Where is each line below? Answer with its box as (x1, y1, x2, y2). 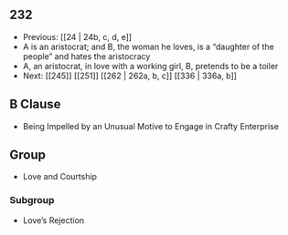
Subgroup (9, 194, 55, 207)
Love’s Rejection (22, 214, 85, 226)
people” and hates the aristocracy (22, 50, 151, 62)
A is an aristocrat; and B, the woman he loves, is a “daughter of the (22, 41, 274, 52)
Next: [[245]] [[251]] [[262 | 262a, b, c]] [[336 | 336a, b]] (22, 70, 238, 81)
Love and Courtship (22, 171, 98, 182)
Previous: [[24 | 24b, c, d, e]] (22, 31, 133, 42)
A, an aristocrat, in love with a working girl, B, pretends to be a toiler (22, 60, 279, 71)
